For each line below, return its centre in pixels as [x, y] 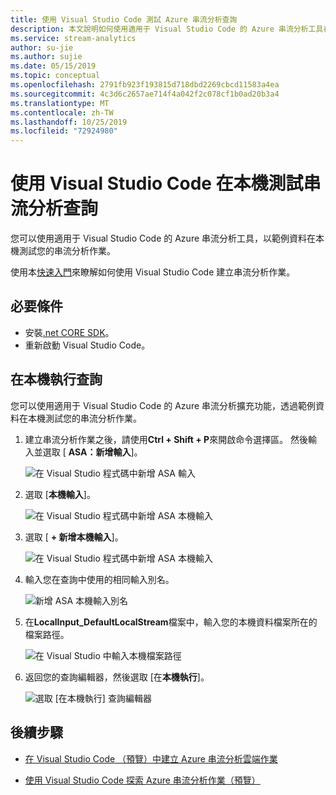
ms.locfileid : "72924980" [64, 131]
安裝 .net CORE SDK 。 [69, 332]
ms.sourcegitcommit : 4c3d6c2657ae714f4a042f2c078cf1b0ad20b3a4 [145, 94]
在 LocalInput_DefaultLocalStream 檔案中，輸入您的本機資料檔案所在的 [171, 622]
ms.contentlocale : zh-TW [62, 112]
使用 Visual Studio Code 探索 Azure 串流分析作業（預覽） [142, 780]
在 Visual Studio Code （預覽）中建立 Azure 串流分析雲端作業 [151, 758]
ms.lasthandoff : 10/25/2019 [69, 122]
